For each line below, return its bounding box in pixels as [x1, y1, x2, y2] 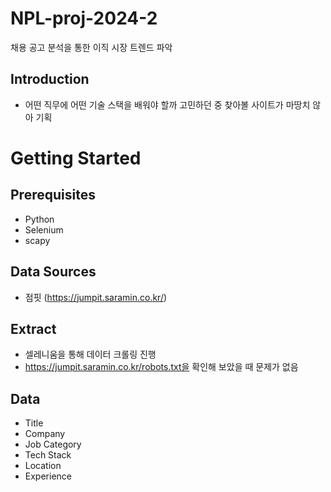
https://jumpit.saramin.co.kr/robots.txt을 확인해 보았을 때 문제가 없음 [24, 361, 299, 373]
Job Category [24, 438, 82, 451]
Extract [10, 320, 57, 337]
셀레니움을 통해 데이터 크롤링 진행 [24, 348, 157, 361]
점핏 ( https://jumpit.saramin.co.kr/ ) [24, 291, 168, 303]
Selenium [24, 223, 64, 236]
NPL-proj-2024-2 [10, 7, 158, 30]
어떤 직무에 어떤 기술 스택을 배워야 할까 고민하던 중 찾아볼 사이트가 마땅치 [24, 98, 311, 111]
